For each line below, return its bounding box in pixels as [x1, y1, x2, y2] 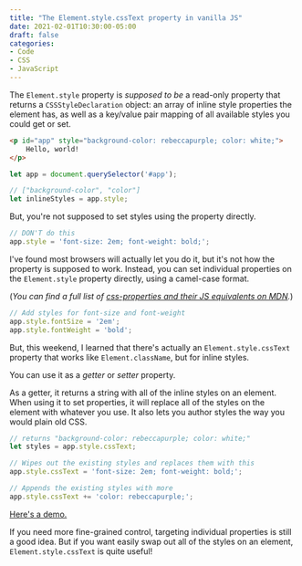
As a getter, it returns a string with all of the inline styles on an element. [9, 387, 276, 398]
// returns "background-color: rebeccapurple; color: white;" [9, 434, 251, 443]
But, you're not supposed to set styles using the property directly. [9, 211, 257, 222]
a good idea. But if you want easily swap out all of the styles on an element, [9, 536, 294, 547]
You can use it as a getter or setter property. [9, 369, 176, 380]
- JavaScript [9, 65, 59, 74]
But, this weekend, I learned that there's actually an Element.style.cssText [9, 341, 290, 352]
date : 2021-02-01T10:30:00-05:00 [9, 22, 137, 31]
